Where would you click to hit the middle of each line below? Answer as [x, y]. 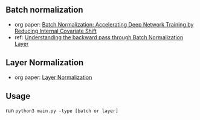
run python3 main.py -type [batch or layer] [62, 110]
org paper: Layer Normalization [53, 77]
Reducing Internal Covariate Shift [56, 31]
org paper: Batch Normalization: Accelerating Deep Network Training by [104, 24]
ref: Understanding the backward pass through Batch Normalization [99, 37]
